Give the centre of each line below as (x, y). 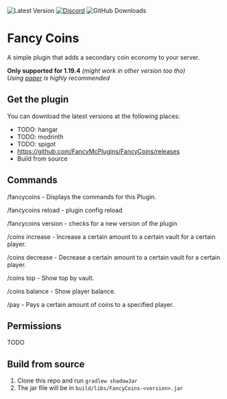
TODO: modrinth (40, 137)
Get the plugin (38, 100)
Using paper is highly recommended (59, 78)
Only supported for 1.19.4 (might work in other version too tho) (96, 70)
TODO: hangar (37, 129)
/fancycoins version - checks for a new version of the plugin (92, 223)
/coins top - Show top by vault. (51, 277)
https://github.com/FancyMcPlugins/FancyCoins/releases (98, 151)
